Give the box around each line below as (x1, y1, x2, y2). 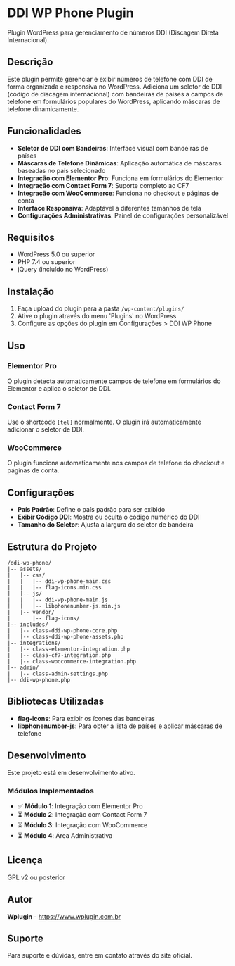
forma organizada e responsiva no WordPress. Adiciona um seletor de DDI (7, 82, 222, 91)
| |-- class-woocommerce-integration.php (7, 658, 137, 665)
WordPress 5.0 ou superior (17, 250, 95, 258)
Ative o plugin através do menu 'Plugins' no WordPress (17, 312, 177, 320)
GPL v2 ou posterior (7, 873, 65, 882)
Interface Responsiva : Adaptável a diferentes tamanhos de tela (17, 203, 201, 212)
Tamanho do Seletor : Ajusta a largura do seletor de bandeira (17, 520, 194, 529)
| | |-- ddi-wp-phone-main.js (7, 596, 109, 603)
